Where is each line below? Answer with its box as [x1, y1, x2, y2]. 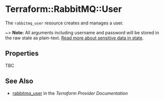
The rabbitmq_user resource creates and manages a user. [5, 20, 124, 26]
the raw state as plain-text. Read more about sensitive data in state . [5, 35, 144, 41]
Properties [5, 49, 39, 58]
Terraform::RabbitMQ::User [5, 3, 122, 15]
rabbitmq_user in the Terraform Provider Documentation [12, 90, 128, 96]
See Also [5, 77, 33, 86]
